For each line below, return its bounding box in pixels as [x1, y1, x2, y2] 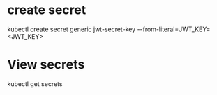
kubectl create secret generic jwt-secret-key [7, 25, 136, 33]
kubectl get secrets [7, 79, 63, 88]
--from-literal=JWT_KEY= [137, 25, 211, 33]
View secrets [7, 57, 85, 73]
